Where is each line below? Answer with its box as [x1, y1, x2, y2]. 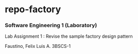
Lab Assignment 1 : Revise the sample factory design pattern [5, 33, 133, 39]
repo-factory [5, 4, 61, 15]
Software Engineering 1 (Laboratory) [5, 22, 97, 29]
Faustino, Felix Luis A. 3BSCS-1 [5, 43, 71, 49]
